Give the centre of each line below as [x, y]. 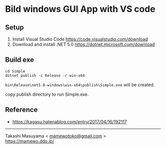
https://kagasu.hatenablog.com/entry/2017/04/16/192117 [69, 121]
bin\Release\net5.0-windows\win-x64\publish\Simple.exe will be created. [80, 84]
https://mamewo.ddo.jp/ [30, 141]
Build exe [20, 60]
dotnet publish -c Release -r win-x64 [45, 75]
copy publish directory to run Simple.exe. [47, 94]
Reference [21, 110]
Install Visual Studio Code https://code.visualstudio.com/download [80, 39]
